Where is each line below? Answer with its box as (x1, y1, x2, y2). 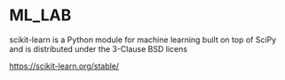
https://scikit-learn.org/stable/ (9, 61, 120, 71)
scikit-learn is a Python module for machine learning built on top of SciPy (9, 34, 277, 45)
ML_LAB (9, 5, 72, 25)
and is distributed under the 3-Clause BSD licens (9, 43, 188, 54)
